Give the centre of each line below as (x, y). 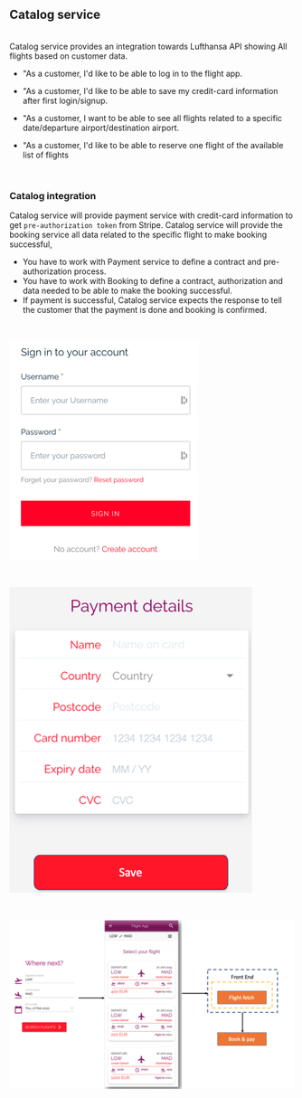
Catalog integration (53, 195)
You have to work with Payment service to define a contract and (142, 262)
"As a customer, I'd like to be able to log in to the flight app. (132, 73)
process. (90, 271)
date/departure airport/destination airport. (101, 128)
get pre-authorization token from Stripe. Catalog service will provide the (146, 225)
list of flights (46, 155)
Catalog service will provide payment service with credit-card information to (151, 215)
